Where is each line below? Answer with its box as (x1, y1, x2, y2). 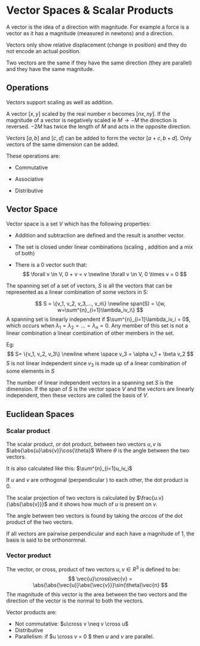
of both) (14, 249, 35, 256)
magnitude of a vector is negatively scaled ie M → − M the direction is (6, 116, 177, 123)
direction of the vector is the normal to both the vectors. (6, 597, 144, 604)
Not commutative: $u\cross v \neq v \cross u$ (14, 620, 129, 627)
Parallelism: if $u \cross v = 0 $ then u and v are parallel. (14, 633, 154, 640)
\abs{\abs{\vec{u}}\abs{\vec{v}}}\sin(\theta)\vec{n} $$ (32, 581, 168, 588)
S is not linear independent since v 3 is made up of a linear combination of (6, 360, 187, 369)
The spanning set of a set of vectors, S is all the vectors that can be (6, 282, 173, 289)
